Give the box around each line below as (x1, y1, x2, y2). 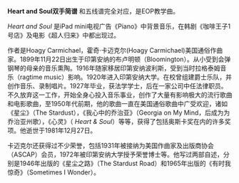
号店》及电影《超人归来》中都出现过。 (7, 31, 120, 39)
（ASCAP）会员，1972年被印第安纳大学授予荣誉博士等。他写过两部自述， (7, 150, 223, 159)
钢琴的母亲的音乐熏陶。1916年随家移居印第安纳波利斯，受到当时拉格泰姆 (7, 64, 220, 72)
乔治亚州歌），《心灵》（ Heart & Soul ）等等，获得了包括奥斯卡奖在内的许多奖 (7, 117, 231, 125)
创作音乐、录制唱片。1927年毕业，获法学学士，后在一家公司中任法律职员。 (7, 82, 228, 90)
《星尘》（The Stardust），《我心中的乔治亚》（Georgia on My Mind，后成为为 (7, 108, 230, 117)
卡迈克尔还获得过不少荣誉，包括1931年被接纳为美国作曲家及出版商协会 (7, 142, 214, 150)
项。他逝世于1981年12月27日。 (7, 126, 97, 135)
